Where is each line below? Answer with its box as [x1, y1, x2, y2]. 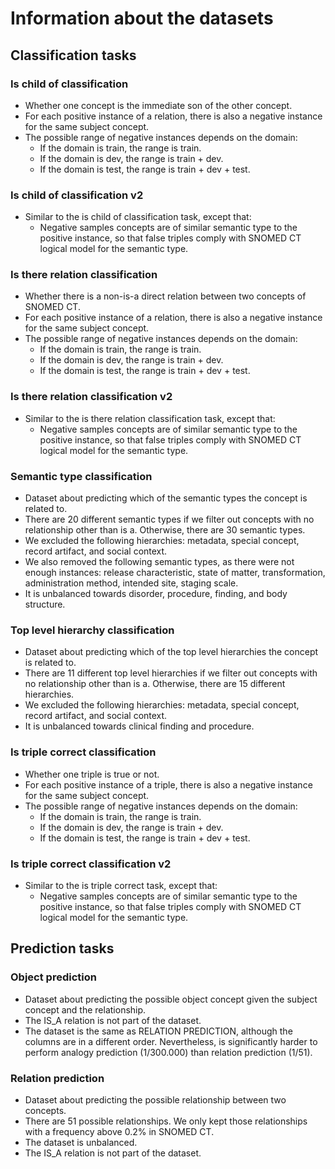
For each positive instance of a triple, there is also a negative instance [24, 778, 313, 791]
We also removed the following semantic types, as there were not [24, 556, 295, 568]
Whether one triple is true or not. [24, 768, 160, 780]
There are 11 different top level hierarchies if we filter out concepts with [24, 667, 318, 679]
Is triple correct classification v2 [10, 857, 172, 871]
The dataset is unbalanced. [24, 1136, 138, 1148]
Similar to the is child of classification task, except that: [24, 211, 252, 223]
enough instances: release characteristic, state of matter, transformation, [24, 567, 326, 579]
